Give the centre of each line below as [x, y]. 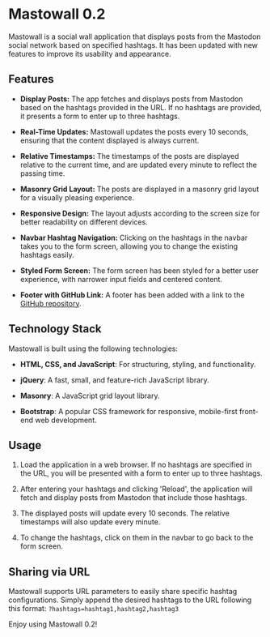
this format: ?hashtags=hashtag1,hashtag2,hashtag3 [94, 609]
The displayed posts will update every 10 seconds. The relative [125, 513]
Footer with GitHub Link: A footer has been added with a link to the [132, 295]
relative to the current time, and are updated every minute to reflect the [138, 165]
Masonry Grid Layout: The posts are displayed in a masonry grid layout [139, 189]
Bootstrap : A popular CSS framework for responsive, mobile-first [129, 411]
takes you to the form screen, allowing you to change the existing [129, 246]
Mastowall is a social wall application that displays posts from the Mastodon [135, 36]
